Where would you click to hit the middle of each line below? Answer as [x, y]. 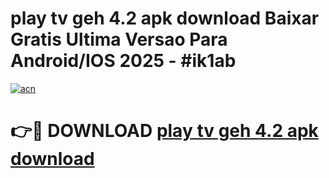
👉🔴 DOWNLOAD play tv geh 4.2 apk [164, 131]
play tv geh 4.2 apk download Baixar [165, 18]
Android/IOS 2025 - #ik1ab [123, 61]
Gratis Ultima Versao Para [119, 39]
